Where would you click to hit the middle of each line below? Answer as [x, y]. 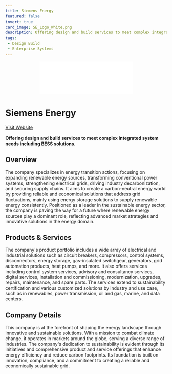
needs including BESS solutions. [40, 144]
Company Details [33, 315]
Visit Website [19, 127]
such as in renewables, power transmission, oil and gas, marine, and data [83, 294]
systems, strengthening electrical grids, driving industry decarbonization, [83, 183]
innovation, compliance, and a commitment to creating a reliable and [78, 361]
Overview [21, 160]
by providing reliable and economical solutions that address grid [73, 194]
